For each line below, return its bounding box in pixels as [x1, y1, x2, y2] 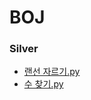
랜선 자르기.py [23, 66, 81, 78]
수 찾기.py [23, 78, 64, 90]
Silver [9, 42, 39, 56]
